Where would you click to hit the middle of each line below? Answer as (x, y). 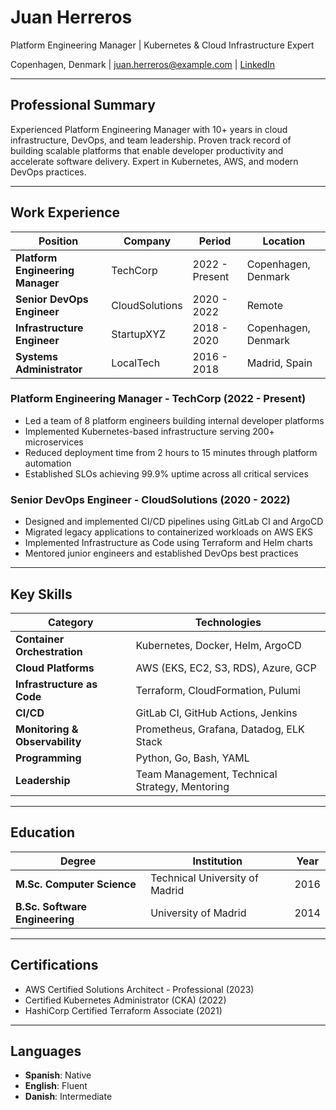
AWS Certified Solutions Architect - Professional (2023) (139, 989)
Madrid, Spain (279, 363)
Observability (48, 741)
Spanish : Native (58, 1075)
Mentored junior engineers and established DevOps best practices (161, 553)
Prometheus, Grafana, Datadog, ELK (220, 729)
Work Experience (65, 212)
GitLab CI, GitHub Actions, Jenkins (216, 713)
